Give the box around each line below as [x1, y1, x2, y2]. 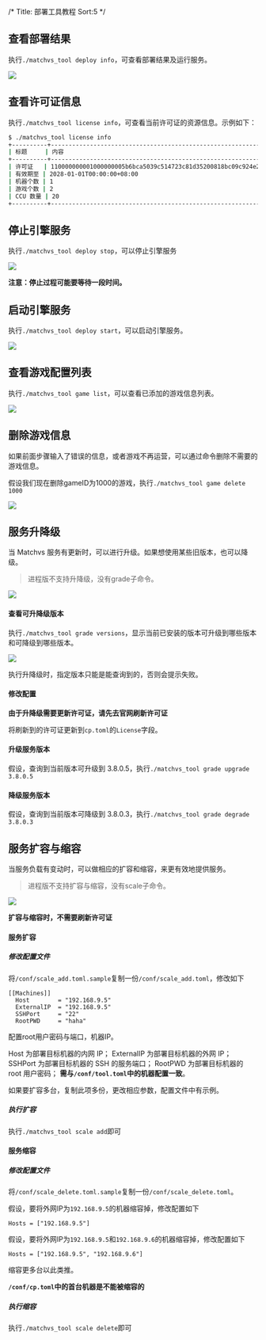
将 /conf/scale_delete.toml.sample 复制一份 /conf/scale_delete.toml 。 [8, 1187, 238, 1197]
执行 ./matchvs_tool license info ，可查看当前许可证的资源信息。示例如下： [8, 117, 257, 127]
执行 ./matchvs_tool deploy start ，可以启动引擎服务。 [8, 325, 188, 335]
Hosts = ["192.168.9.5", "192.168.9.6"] [8, 1251, 144, 1258]
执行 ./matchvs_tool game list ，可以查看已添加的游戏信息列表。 [8, 388, 218, 398]
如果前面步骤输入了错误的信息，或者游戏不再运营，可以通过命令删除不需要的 [8, 451, 258, 461]
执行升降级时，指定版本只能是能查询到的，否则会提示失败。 [8, 669, 203, 679]
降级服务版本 [8, 790, 50, 800]
